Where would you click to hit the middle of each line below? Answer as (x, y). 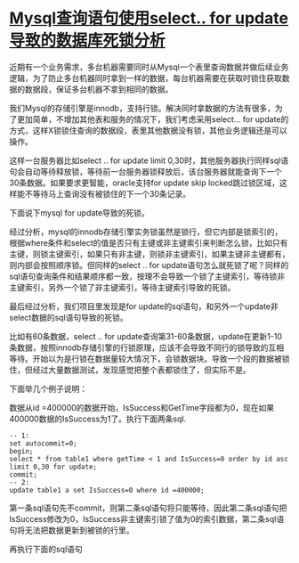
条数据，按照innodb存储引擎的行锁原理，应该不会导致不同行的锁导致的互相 (147, 347)
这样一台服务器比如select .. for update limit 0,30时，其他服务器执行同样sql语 (149, 160)
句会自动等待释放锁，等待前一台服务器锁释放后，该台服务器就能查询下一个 (145, 171)
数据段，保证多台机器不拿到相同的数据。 (99, 89)
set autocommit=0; (43, 443)
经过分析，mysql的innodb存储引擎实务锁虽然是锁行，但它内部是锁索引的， (146, 232)
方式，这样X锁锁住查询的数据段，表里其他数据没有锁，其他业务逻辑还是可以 (148, 130)
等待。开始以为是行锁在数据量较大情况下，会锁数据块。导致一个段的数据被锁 (149, 358)
